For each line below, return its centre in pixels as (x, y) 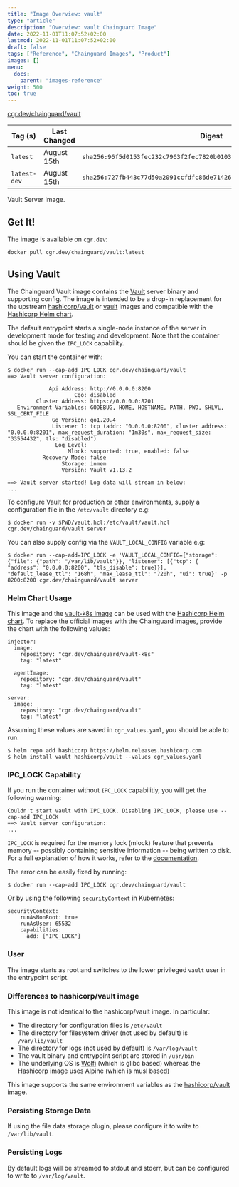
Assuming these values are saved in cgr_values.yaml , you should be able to (118, 730)
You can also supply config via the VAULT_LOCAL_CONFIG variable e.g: (106, 542)
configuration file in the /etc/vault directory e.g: (79, 509)
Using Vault (34, 274)
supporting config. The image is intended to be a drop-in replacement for (115, 299)
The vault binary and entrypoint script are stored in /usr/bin (106, 1055)
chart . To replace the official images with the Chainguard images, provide (115, 621)
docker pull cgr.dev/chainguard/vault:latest (76, 252)
